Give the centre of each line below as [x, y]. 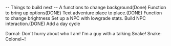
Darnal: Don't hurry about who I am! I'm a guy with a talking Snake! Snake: [84, 33]
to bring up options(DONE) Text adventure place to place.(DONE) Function [84, 13]
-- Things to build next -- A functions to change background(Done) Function [86, 7]
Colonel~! [16, 39]
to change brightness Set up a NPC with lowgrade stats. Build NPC [76, 18]
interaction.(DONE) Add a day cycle [43, 24]
